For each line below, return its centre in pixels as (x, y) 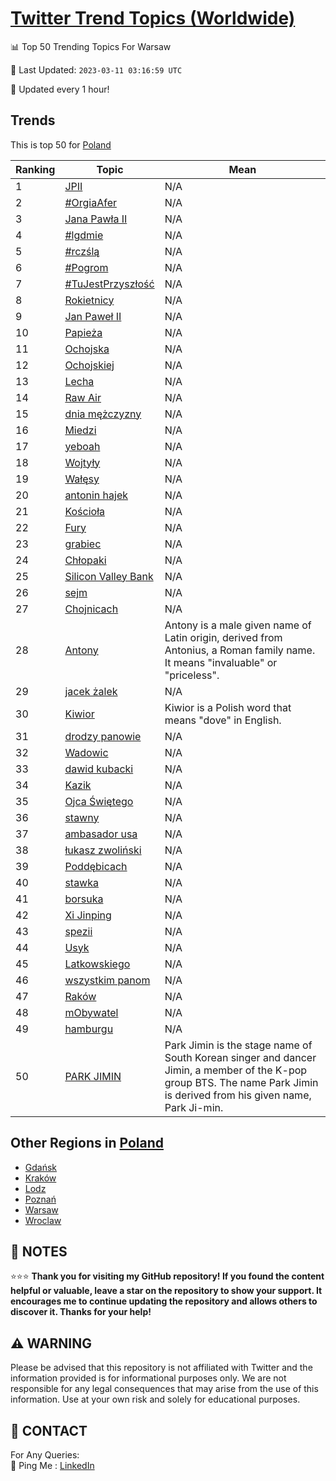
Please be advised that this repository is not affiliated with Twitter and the (161, 1368)
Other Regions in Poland (87, 1143)
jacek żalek (91, 691)
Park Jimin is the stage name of (238, 1045)
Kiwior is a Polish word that (228, 707)
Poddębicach (96, 866)
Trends (33, 120)
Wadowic (86, 752)
